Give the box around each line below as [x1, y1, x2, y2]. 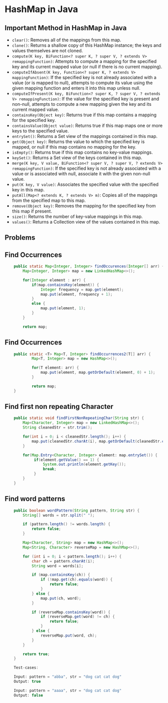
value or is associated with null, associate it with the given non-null [12, 171, 150, 177]
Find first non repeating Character [5, 402, 114, 411]
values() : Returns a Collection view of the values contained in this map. [12, 219, 160, 225]
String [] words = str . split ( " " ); [23, 513, 95, 518]
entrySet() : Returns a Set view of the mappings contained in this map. [12, 133, 158, 139]
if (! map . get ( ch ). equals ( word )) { [40, 577, 113, 582]
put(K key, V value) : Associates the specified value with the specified [12, 181, 159, 187]
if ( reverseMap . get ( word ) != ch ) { [40, 614, 115, 619]
